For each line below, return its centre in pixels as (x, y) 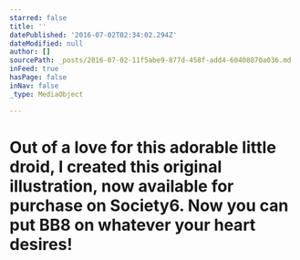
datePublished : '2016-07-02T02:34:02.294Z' (93, 35)
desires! (41, 244)
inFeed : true (34, 69)
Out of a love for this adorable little (143, 147)
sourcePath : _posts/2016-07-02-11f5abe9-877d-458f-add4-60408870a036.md (150, 60)
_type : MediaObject (47, 94)
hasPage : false (38, 78)
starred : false (38, 18)
